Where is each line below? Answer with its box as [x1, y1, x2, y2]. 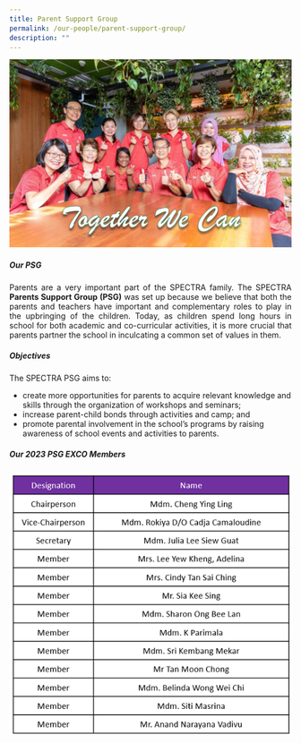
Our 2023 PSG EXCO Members [9, 448, 126, 459]
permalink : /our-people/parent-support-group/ [9, 23, 186, 33]
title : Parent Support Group [9, 14, 118, 23]
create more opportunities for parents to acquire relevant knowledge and [21, 389, 291, 400]
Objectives [9, 350, 51, 361]
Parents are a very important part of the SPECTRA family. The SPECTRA [9, 282, 292, 293]
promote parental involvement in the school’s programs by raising [21, 418, 264, 429]
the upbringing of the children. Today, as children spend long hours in [9, 311, 292, 321]
